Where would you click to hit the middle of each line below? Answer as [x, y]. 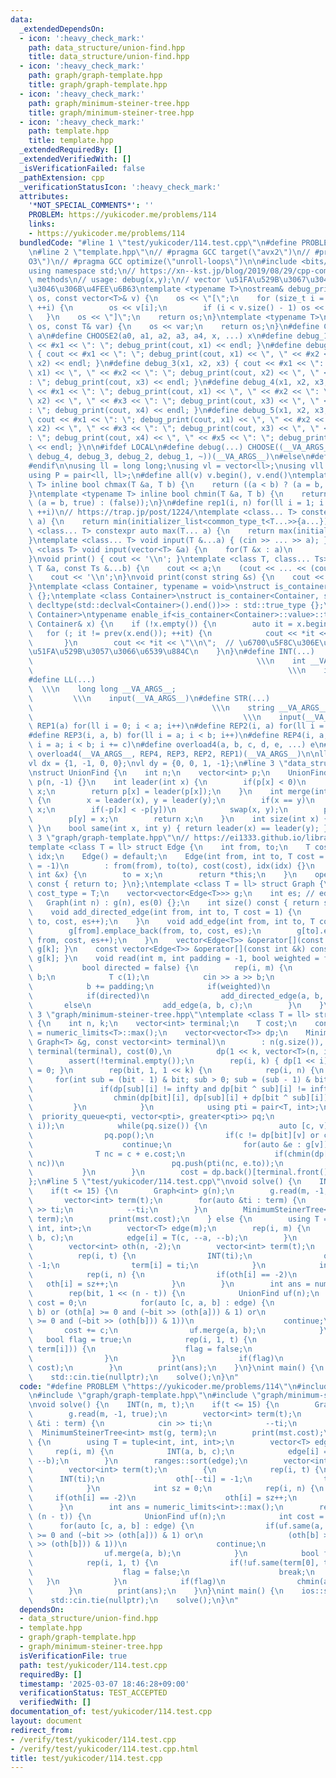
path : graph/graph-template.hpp [95, 76]
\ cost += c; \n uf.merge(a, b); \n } [176, 1331]
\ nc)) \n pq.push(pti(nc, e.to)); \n [156, 1163]
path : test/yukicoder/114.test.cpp [93, 1665]
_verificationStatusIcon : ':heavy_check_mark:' [120, 187]
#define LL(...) [62, 680]
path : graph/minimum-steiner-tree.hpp [109, 103]
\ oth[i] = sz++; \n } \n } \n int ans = [169, 1284]
